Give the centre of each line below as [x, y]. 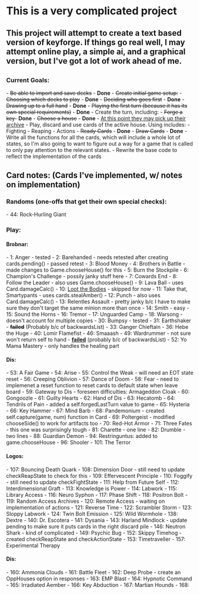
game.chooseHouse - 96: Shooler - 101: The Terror [68, 443]
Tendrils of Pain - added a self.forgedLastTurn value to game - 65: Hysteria [98, 405]
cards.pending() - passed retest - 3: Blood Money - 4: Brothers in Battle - [96, 264]
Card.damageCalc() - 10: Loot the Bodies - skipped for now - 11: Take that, [97, 289]
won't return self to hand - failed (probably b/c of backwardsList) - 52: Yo [97, 340]
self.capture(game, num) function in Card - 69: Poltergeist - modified [91, 417]
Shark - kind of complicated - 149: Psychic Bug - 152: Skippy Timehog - [94, 533]
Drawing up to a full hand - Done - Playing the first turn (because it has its [97, 106]
